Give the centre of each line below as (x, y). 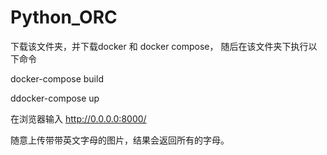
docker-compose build (57, 78)
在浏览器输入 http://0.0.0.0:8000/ (78, 118)
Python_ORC (64, 17)
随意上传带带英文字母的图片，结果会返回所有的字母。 (120, 140)
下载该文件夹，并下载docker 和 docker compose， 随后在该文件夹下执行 (159, 46)
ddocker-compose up (55, 98)
